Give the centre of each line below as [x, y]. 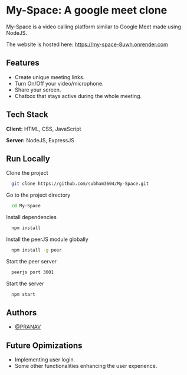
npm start [23, 294]
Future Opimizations [44, 345]
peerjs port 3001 [33, 272]
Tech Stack [27, 115]
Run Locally [28, 159]
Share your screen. [38, 90]
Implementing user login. [45, 360]
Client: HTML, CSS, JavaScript [44, 129]
